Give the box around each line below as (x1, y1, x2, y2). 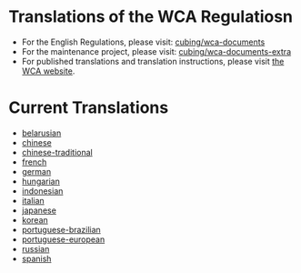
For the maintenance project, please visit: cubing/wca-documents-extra (21, 45, 292, 56)
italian (21, 195, 45, 206)
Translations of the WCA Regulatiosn (8, 6, 293, 27)
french (21, 157, 47, 167)
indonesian (21, 185, 64, 197)
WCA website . (21, 66, 75, 76)
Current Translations (8, 97, 169, 118)
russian (21, 243, 50, 254)
